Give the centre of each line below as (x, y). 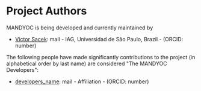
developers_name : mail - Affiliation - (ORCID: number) (82, 81)
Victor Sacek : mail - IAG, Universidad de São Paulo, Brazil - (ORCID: (99, 39)
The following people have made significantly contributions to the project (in (101, 57)
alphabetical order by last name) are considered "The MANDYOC (87, 63)
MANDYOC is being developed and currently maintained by (80, 28)
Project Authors (47, 11)
